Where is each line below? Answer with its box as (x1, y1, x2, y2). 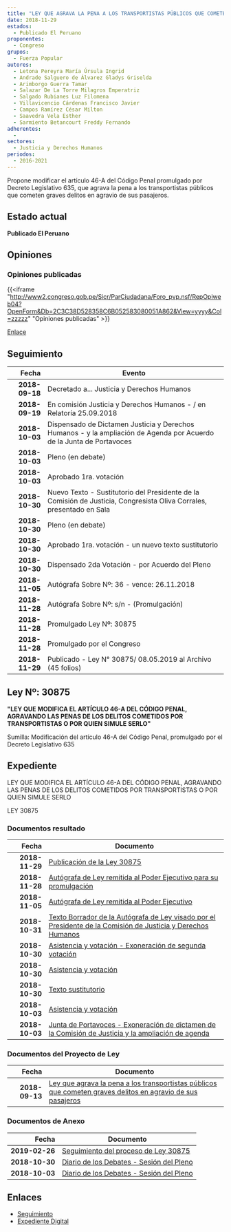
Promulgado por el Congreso (47, 639, 141, 649)
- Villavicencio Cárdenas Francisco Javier (13, 100, 140, 107)
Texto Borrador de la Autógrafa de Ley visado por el (48, 912, 216, 921)
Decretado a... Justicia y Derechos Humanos (47, 384, 191, 394)
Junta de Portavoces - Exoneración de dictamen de (48, 1020, 217, 1030)
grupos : (7, 49, 30, 56)
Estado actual (7, 211, 67, 222)
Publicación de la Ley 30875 (48, 857, 142, 866)
